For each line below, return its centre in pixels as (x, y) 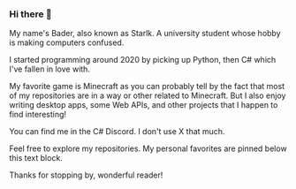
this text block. (36, 158)
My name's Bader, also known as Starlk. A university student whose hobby (145, 34)
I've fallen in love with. (50, 69)
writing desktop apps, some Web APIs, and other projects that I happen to (144, 105)
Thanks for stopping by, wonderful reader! (86, 175)
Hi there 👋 (31, 14)
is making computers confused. (67, 42)
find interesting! (38, 115)
